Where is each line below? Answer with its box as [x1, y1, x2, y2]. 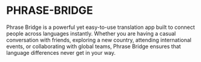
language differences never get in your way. [6, 49, 116, 56]
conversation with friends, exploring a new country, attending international [6, 36, 192, 43]
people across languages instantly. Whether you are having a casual [6, 29, 176, 37]
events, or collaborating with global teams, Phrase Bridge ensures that [6, 43, 181, 50]
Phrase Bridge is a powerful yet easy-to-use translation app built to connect [6, 23, 195, 31]
